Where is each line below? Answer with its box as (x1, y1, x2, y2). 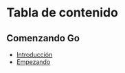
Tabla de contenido (6, 5, 118, 21)
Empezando (16, 58, 51, 66)
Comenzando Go (6, 32, 80, 44)
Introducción (16, 50, 53, 59)
